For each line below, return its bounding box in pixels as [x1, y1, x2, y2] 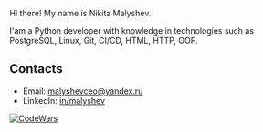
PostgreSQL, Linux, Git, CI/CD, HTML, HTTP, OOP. [9, 36, 198, 46]
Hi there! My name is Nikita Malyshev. [9, 8, 152, 18]
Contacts [9, 61, 64, 76]
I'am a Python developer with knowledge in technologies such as [9, 25, 254, 36]
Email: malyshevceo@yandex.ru [22, 86, 143, 96]
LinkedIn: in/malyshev [22, 95, 106, 106]
